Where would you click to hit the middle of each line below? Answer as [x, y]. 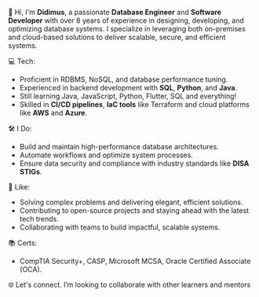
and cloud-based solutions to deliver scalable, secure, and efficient [117, 37]
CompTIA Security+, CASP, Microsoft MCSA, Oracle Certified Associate [135, 261]
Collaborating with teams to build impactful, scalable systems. [120, 227]
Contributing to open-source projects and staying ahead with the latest [134, 211]
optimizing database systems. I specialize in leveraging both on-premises [127, 29]
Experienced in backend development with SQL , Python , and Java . [128, 88]
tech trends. [39, 219]
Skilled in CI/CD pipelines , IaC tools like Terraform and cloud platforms [134, 104]
